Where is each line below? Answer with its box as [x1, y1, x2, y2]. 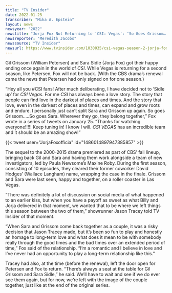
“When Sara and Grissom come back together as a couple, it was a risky [5, 223, 158, 229]
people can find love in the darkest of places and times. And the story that [5, 97, 162, 103]
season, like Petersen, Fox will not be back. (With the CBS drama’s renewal [5, 70, 163, 77]
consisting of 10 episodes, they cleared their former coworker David [5, 165, 148, 171]
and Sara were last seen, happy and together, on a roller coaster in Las [5, 176, 155, 182]
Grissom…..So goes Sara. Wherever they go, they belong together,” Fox [5, 113, 156, 119]
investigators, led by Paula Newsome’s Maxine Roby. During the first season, [5, 160, 167, 166]
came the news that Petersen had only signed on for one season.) [5, 76, 144, 82]
